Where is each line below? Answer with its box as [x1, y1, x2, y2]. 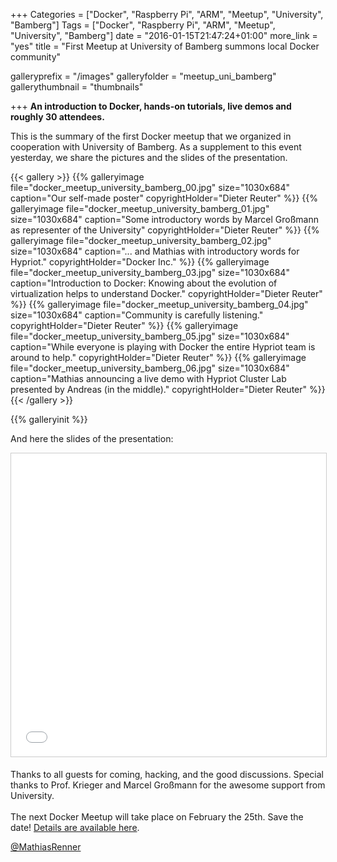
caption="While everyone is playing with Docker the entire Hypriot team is [10, 341, 316, 353]
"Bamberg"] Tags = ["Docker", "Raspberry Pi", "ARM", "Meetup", [10, 19, 276, 31]
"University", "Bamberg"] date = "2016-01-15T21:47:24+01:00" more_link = [10, 30, 318, 41]
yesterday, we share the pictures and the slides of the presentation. [10, 152, 288, 163]
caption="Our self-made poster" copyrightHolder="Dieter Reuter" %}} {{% [10, 192, 318, 204]
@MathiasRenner [10, 841, 82, 853]
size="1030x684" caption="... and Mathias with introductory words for [10, 245, 300, 257]
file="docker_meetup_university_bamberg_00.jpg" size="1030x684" [10, 182, 291, 193]
